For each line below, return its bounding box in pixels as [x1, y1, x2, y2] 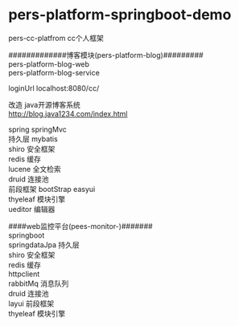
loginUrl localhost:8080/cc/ [8, 83, 100, 93]
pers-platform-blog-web [8, 59, 90, 69]
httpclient [8, 269, 40, 279]
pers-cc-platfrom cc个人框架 [8, 33, 105, 43]
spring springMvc [8, 124, 67, 134]
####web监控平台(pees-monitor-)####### [8, 221, 153, 230]
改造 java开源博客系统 [8, 100, 80, 109]
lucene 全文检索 [8, 164, 62, 173]
